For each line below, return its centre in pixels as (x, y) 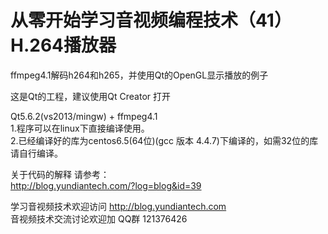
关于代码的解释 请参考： (60, 174)
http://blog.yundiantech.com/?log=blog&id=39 (106, 185)
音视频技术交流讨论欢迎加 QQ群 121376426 (99, 218)
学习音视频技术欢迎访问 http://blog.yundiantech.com (118, 206)
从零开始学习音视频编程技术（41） (151, 20)
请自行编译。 (36, 153)
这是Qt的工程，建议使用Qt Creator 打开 (90, 96)
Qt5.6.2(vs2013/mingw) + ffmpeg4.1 (84, 116)
